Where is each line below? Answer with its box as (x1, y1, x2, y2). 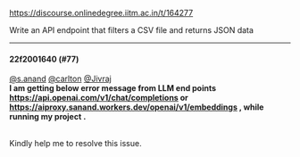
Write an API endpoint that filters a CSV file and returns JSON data (9, 25, 254, 35)
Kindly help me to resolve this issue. (9, 138, 142, 149)
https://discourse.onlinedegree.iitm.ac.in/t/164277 (9, 8, 194, 18)
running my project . (9, 112, 87, 122)
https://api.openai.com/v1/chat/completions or (9, 93, 189, 103)
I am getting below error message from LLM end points (9, 83, 217, 94)
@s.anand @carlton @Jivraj (9, 73, 112, 84)
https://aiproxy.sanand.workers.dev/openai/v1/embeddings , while (9, 102, 264, 112)
